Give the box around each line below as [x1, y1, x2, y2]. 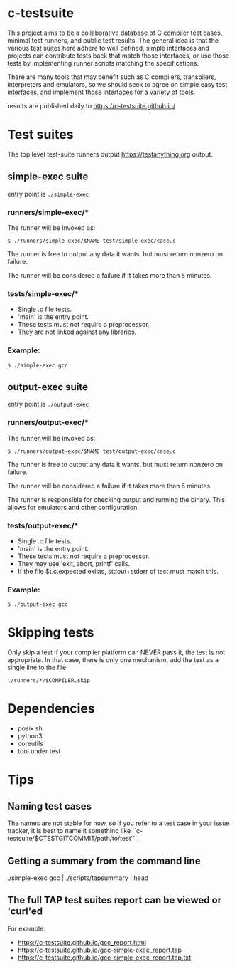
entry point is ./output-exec [7, 400, 89, 409]
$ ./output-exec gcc [7, 601, 69, 608]
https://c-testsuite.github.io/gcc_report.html [17, 938, 147, 946]
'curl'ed [7, 906, 43, 918]
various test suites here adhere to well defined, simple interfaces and [7, 43, 209, 52]
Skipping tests [7, 624, 94, 641]
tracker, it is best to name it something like [7, 827, 131, 835]
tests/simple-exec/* [7, 288, 79, 298]
